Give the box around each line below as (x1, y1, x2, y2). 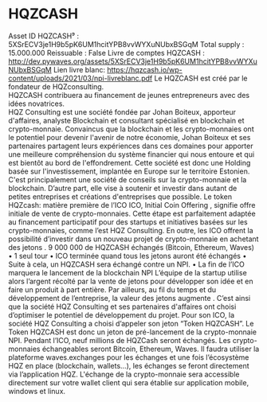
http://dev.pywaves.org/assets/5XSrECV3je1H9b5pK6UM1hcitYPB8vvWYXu (8, 57, 257, 66)
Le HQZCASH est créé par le (154, 73, 248, 83)
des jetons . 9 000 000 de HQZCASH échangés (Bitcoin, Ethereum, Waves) (8, 242, 255, 252)
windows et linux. (8, 386, 66, 396)
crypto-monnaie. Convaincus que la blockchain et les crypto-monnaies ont (8, 124, 254, 134)
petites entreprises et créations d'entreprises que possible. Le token (8, 192, 233, 201)
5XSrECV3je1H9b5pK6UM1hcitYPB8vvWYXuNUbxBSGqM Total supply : (8, 39, 245, 49)
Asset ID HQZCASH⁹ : (8, 31, 80, 41)
